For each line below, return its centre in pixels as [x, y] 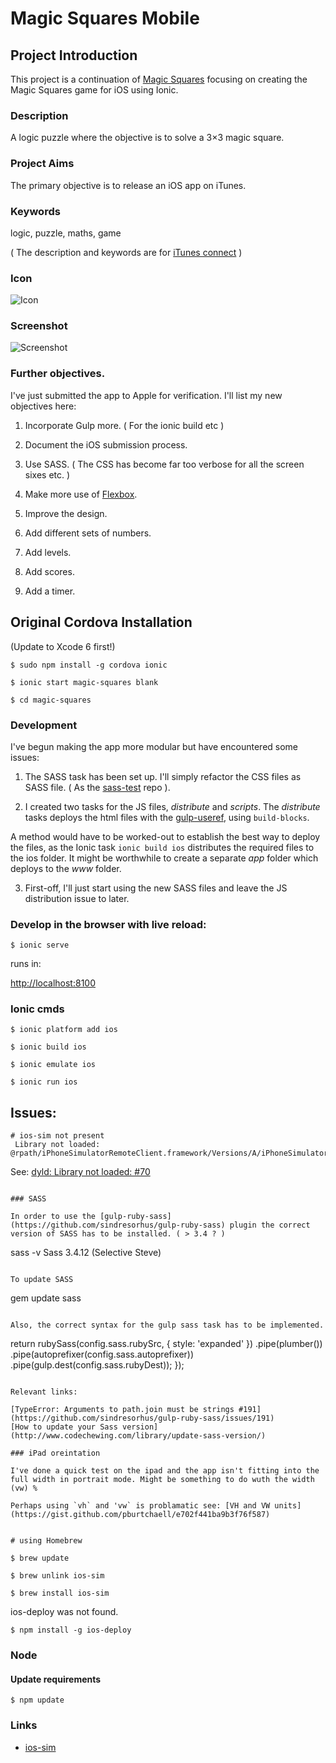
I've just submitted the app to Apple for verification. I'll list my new [146, 395]
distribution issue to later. [77, 898]
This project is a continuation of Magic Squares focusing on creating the [159, 79]
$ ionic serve [40, 945]
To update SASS [42, 1280]
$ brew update [40, 1558]
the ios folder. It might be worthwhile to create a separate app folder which [164, 858]
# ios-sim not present [57, 1136]
